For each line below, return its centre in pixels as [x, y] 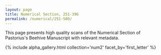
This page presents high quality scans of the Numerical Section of [73, 33]
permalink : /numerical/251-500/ [39, 19]
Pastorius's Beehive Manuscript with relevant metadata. [62, 38]
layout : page [19, 10]
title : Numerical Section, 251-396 [42, 14]
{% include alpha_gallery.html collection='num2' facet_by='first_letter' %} [81, 48]
